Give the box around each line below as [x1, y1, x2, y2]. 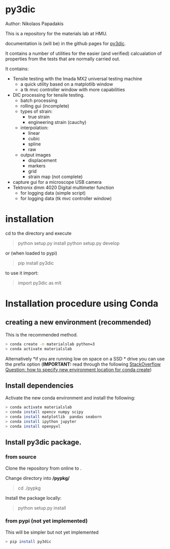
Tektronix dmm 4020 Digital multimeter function [12, 184, 114, 191]
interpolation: [20, 124, 49, 131]
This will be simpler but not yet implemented [5, 529, 99, 535]
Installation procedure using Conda [5, 298, 159, 309]
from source [5, 453, 37, 460]
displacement [28, 157, 57, 163]
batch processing [20, 97, 58, 103]
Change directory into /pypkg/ [5, 475, 70, 481]
